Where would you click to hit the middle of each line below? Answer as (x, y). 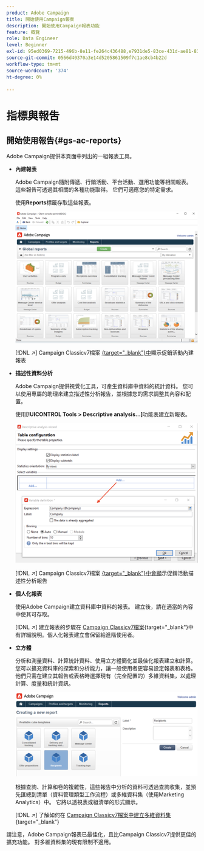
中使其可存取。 (34, 614)
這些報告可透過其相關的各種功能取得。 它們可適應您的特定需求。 (96, 190)
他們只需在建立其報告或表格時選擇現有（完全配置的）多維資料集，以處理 (105, 676)
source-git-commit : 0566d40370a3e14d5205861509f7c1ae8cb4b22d (87, 58)
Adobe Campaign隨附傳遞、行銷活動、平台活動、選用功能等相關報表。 (104, 182)
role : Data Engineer (32, 39)
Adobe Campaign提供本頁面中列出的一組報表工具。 (71, 156)
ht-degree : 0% (24, 77)
